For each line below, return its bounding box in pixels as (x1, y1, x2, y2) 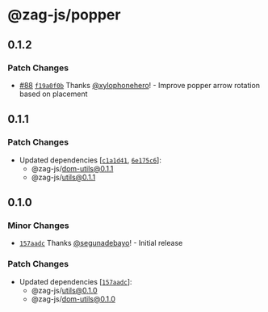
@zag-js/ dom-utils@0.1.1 (31, 163, 114, 173)
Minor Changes (7, 220, 69, 231)
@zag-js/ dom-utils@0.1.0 (31, 293, 116, 304)
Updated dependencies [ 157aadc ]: (19, 276, 132, 286)
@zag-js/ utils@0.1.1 (31, 172, 96, 182)
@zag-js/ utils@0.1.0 (31, 285, 98, 295)
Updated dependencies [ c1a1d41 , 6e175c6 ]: (19, 155, 162, 165)
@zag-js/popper (7, 6, 121, 24)
